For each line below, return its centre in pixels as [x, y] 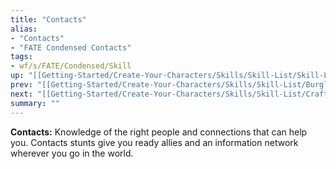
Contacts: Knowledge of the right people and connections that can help [159, 132]
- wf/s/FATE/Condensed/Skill [71, 66]
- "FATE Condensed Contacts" [71, 47]
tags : [21, 57]
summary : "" [35, 103]
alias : [24, 29]
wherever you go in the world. [72, 153]
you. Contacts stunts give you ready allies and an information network [154, 142]
